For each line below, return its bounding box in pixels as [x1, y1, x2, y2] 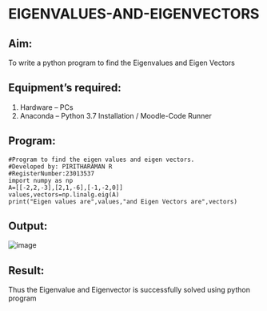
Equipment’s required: [8, 81, 122, 95]
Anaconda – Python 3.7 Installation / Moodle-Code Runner [19, 111, 212, 120]
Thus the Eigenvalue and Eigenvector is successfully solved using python [8, 285, 250, 295]
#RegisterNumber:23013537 [8, 169, 94, 177]
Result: [8, 264, 45, 277]
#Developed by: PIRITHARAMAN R [8, 162, 113, 171]
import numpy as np [8, 176, 74, 184]
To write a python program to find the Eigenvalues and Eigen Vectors [8, 58, 236, 67]
